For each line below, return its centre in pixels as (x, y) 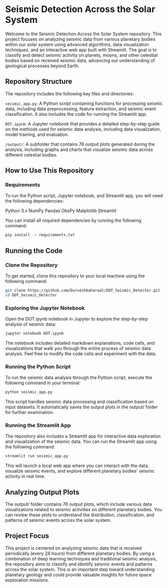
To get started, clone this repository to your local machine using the (75, 276)
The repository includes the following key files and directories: (70, 93)
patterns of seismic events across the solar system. (58, 520)
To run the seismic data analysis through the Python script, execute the (79, 378)
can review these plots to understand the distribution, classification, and (80, 515)
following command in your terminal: (43, 383)
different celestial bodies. (31, 155)
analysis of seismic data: (31, 324)
